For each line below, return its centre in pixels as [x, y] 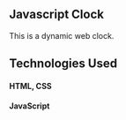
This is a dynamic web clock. [62, 35]
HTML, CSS [31, 86]
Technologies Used [63, 64]
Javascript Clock [56, 15]
